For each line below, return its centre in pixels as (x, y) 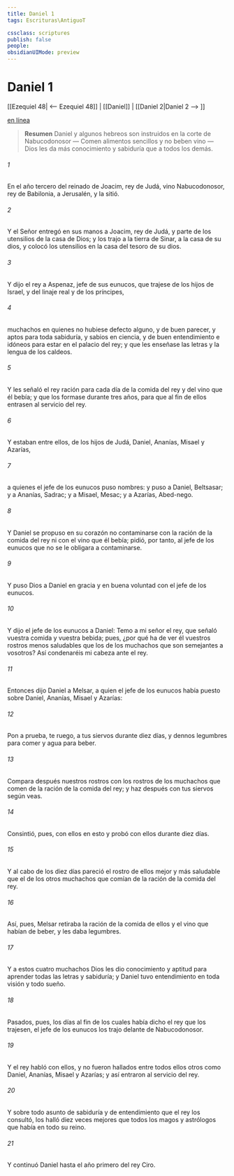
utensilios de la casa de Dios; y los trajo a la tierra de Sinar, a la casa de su (114, 239)
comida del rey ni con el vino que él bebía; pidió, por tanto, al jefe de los (111, 540)
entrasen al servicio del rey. (47, 404)
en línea (19, 120)
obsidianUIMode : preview (43, 53)
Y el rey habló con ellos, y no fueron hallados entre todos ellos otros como (114, 1067)
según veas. (25, 795)
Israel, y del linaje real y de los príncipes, (66, 292)
